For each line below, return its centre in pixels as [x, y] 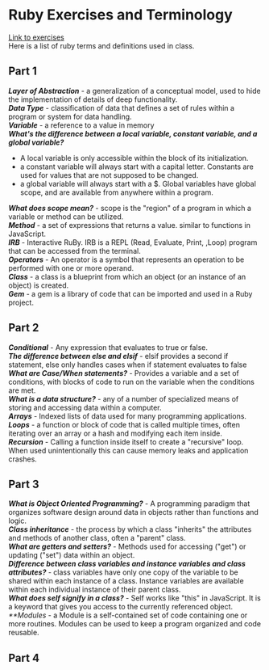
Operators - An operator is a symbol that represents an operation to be [126, 259]
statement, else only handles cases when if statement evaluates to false [128, 364]
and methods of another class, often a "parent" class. [97, 538]
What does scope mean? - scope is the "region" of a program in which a [130, 208]
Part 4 [24, 657]
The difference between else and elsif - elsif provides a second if [118, 356]
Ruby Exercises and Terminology [121, 15]
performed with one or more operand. [71, 268]
